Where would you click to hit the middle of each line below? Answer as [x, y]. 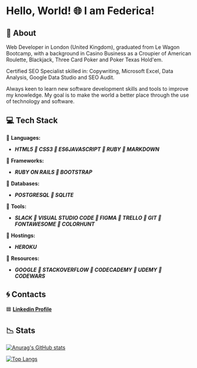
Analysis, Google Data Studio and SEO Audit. [60, 77]
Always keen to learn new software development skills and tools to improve [97, 89]
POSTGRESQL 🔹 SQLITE [44, 195]
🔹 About [21, 33]
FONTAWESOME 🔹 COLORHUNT [55, 224]
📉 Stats [21, 331]
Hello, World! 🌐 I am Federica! [80, 11]
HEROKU [26, 247]
